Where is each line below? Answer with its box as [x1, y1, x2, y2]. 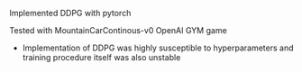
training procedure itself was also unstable [22, 52, 181, 62]
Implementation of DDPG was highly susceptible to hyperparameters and [22, 42, 295, 53]
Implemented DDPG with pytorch [9, 8, 132, 18]
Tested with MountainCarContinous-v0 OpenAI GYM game [9, 25, 227, 35]
